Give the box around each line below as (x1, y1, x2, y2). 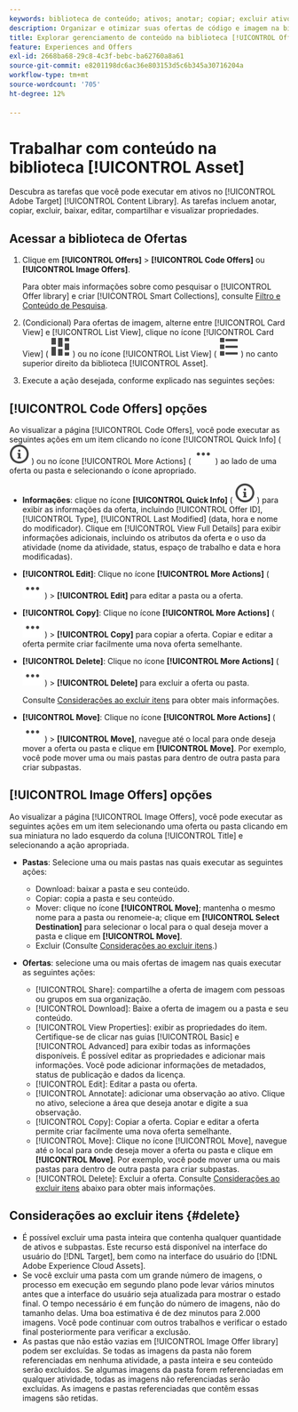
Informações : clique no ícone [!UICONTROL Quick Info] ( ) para (21, 494, 279, 506)
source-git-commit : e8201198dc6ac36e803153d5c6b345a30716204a (9, 61, 244, 70)
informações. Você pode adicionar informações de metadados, (35, 1059, 266, 1071)
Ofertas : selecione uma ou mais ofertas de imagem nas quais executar (21, 957, 282, 968)
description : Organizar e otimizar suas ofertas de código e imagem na (9, 23, 279, 33)
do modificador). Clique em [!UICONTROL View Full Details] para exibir (21, 523, 281, 534)
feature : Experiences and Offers (9, 43, 133, 52)
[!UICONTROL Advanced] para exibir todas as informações (35, 1040, 251, 1051)
